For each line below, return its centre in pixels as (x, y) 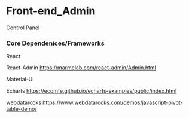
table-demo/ (22, 109)
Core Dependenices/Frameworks (55, 43)
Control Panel (23, 28)
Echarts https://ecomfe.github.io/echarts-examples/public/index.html (92, 91)
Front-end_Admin (51, 11)
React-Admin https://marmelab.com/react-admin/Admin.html (81, 68)
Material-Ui (20, 80)
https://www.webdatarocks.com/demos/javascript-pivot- (113, 102)
